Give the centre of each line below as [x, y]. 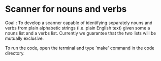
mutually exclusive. [25, 38]
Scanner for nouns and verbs [66, 9]
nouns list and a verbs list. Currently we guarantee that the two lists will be [80, 33]
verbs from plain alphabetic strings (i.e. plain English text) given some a [78, 28]
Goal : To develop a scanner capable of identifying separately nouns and [79, 23]
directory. [15, 53]
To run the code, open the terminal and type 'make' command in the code [80, 48]
